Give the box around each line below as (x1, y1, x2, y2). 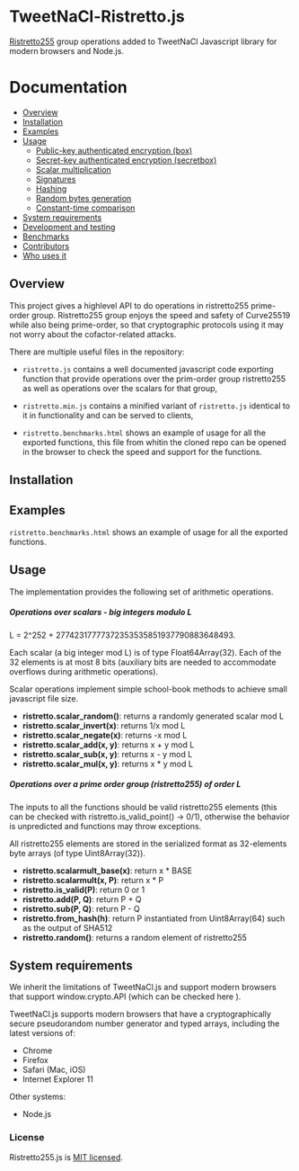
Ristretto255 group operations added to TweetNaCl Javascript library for (9, 36, 277, 47)
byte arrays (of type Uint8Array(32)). (9, 847, 146, 858)
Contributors (22, 240, 70, 251)
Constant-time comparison (35, 202, 136, 213)
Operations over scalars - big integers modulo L (9, 607, 192, 618)
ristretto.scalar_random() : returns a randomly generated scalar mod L (22, 711, 285, 721)
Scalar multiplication (35, 164, 112, 174)
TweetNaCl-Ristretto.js (9, 6, 186, 27)
